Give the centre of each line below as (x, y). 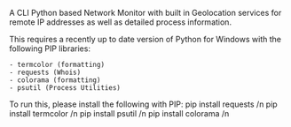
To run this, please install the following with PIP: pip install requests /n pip (143, 104)
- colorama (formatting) (55, 80)
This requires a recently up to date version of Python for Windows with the (145, 39)
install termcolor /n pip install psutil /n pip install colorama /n (119, 113)
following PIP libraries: (50, 49)
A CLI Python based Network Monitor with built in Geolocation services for (145, 13)
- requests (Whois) (45, 72)
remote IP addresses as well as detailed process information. (121, 22)
